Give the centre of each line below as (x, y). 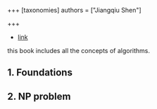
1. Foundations (40, 73)
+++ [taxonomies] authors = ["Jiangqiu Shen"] (75, 10)
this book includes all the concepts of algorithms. (78, 51)
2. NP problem (39, 96)
